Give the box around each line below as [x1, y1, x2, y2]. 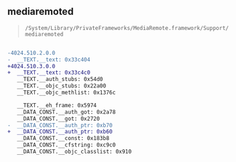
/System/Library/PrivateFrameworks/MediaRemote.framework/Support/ [24, 24, 229, 31]
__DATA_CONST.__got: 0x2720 [16, 115, 100, 122]
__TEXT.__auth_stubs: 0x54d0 [16, 76, 103, 83]
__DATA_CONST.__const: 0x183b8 [16, 135, 110, 142]
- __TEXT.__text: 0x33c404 [7, 56, 91, 63]
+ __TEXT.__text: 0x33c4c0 [7, 69, 91, 77]
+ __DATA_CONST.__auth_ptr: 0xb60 [7, 128, 113, 136]
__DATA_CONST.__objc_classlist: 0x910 [16, 148, 132, 156]
